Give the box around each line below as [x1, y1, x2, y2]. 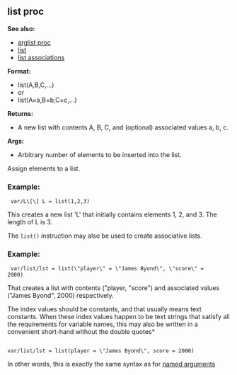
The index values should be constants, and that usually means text [7, 305, 202, 313]
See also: [7, 24, 35, 33]
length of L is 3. [7, 218, 53, 226]
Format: [7, 67, 31, 75]
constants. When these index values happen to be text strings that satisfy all [7, 313, 230, 321]
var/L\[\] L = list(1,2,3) [10, 198, 91, 205]
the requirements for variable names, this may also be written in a [7, 320, 198, 328]
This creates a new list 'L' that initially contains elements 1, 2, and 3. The [7, 210, 217, 219]
